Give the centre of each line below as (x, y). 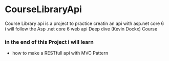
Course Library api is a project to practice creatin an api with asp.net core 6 (84, 23)
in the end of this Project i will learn (49, 42)
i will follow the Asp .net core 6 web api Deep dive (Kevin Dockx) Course (81, 28)
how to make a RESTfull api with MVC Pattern (60, 53)
